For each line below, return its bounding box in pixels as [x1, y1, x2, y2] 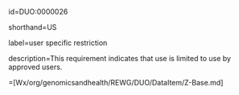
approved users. [8, 62, 63, 72]
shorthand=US [8, 23, 57, 31]
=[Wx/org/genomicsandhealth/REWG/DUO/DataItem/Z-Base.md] [8, 78, 224, 87]
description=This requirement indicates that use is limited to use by [8, 54, 232, 63]
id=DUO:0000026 [8, 7, 68, 16]
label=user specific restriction [8, 38, 108, 47]
